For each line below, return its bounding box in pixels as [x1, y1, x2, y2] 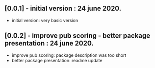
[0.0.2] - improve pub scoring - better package [4, 32, 151, 40]
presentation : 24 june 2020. [4, 39, 94, 47]
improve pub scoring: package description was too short [11, 52, 127, 58]
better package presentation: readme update [11, 57, 103, 63]
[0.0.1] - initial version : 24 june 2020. [4, 4, 122, 13]
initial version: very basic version [11, 17, 78, 23]
